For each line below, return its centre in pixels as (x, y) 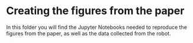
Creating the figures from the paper (95, 11)
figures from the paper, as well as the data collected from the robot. (89, 33)
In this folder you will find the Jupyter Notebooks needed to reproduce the (97, 27)
